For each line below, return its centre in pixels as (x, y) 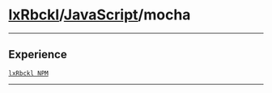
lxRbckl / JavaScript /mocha (100, 15)
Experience (38, 55)
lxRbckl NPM (28, 73)
